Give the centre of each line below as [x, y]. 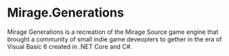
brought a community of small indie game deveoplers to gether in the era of [114, 39]
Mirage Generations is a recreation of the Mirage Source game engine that [113, 32]
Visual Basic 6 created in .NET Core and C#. [70, 46]
